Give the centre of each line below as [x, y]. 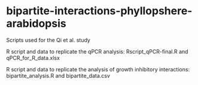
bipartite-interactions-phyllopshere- [99, 11]
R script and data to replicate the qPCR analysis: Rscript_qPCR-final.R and [97, 51]
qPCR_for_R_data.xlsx [33, 58]
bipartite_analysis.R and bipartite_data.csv [58, 75]
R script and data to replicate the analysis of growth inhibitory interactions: [98, 69]
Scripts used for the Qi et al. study [48, 40]
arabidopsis [36, 23]
